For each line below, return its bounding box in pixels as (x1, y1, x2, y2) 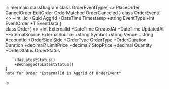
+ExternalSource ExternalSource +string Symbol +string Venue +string (5, 32, 154, 37)
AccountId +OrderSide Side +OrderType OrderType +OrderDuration (5, 37, 147, 43)
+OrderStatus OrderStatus (5, 48, 60, 53)
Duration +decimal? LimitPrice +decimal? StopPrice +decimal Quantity (5, 42, 152, 48)
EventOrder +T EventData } (5, 20, 62, 26)
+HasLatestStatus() (14, 57, 56, 63)
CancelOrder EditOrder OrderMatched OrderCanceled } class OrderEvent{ (5, 10, 160, 16)
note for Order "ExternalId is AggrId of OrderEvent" (5, 71, 122, 76)
